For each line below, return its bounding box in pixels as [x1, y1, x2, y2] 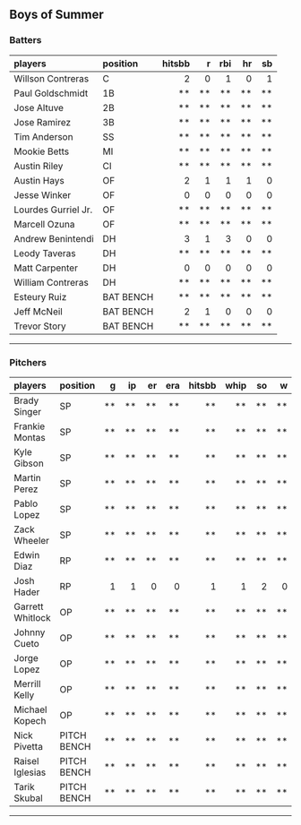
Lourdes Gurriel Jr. [13, 203, 93, 216]
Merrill [13, 677, 41, 690]
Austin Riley [13, 159, 64, 172]
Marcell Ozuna [13, 218, 75, 230]
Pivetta [13, 740, 43, 752]
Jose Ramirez [13, 116, 72, 128]
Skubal [13, 792, 43, 804]
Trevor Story [13, 320, 66, 332]
